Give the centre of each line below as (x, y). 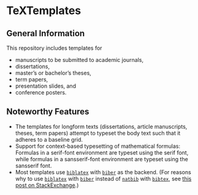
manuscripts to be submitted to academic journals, (79, 60)
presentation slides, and (46, 86)
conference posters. (41, 92)
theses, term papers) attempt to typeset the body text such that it (98, 133)
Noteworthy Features (48, 112)
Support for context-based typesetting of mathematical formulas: (98, 146)
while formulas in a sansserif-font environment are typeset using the (101, 159)
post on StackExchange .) (47, 185)
